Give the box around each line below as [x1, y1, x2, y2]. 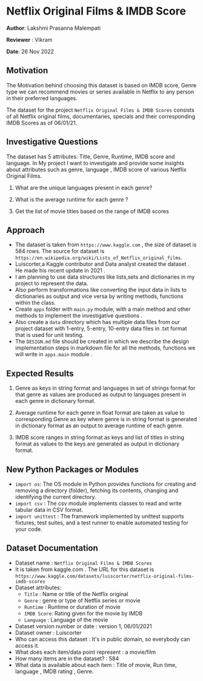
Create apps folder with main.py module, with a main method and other [15, 305, 191, 313]
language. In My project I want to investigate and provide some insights [6, 159, 185, 166]
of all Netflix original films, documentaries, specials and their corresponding [6, 112, 196, 120]
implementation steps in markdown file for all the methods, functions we [15, 344, 196, 351]
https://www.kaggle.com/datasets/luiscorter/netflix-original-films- [15, 573, 195, 579]
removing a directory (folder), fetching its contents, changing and [15, 487, 179, 494]
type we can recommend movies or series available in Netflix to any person [6, 88, 195, 95]
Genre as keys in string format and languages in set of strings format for [15, 384, 196, 392]
